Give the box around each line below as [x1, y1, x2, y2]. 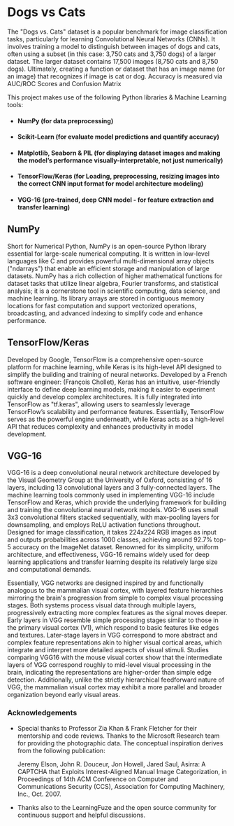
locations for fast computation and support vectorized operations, [7, 301, 197, 310]
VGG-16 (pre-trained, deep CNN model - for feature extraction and [17, 195, 214, 204]
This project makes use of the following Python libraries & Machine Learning [7, 92, 227, 102]
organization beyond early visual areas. [7, 691, 121, 699]
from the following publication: [17, 746, 106, 755]
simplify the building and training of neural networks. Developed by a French [7, 370, 228, 378]
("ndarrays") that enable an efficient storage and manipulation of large [7, 264, 210, 273]
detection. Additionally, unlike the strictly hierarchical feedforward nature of [7, 675, 225, 684]
